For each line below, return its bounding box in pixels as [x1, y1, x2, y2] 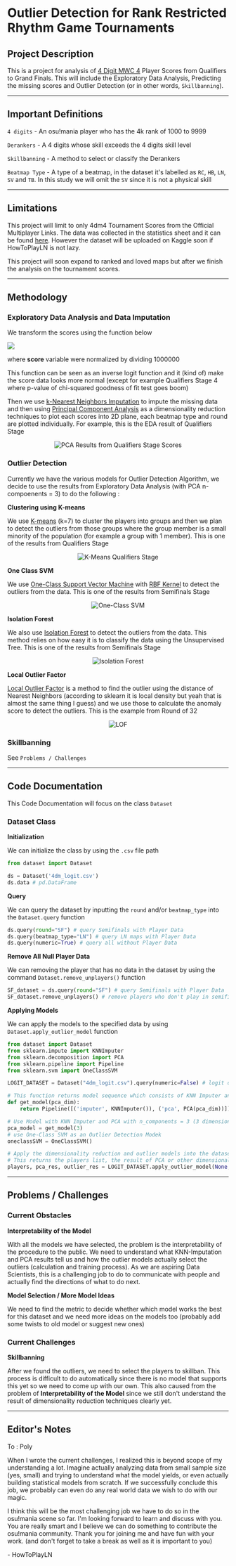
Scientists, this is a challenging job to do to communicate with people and [7, 1270, 220, 1279]
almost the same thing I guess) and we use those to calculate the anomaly [7, 699, 222, 707]
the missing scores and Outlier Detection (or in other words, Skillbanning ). [7, 82, 224, 89]
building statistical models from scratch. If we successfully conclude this [7, 1478, 218, 1487]
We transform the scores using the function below [7, 328, 152, 337]
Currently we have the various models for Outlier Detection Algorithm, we [7, 474, 220, 483]
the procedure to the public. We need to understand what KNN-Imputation [7, 1248, 223, 1256]
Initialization [7, 833, 44, 841]
